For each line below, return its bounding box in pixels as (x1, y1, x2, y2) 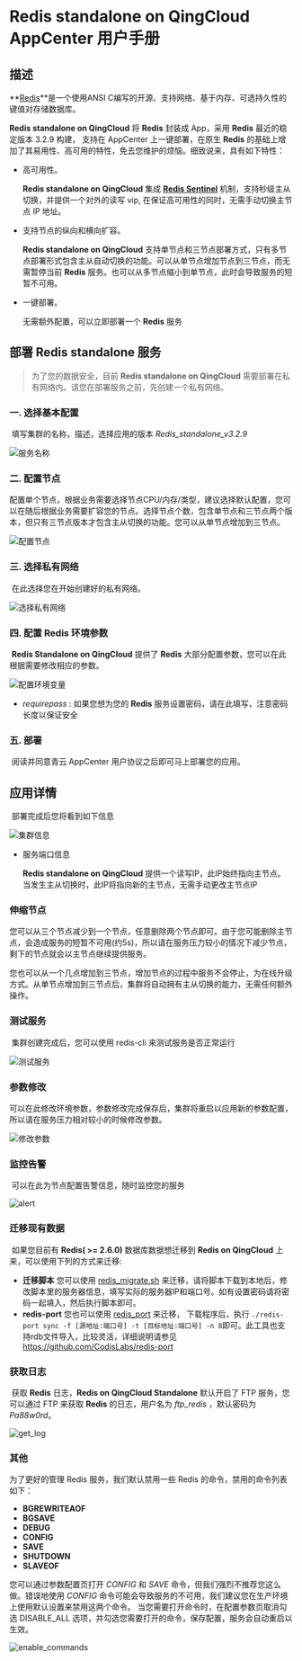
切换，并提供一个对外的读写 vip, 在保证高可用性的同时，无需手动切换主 (22, 195, 285, 205)
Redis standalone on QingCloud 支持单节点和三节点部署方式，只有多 (22, 245, 280, 255)
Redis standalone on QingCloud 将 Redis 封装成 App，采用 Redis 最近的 (9, 123, 280, 133)
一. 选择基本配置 (9, 406, 79, 419)
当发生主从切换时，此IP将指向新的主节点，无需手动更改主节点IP (22, 880, 258, 890)
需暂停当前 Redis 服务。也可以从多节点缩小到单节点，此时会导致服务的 (22, 267, 285, 277)
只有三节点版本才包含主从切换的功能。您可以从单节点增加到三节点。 (32, 517, 285, 528)
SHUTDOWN (22, 1551, 71, 1562)
